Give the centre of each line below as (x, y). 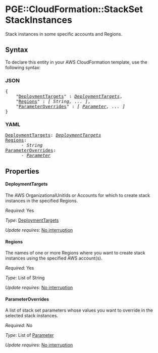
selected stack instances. (32, 316)
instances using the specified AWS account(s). (54, 258)
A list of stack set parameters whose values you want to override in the (79, 310)
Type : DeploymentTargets (32, 220)
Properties (22, 171)
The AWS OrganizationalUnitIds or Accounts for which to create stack (78, 195)
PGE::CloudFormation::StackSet (74, 9)
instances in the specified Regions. (42, 200)
